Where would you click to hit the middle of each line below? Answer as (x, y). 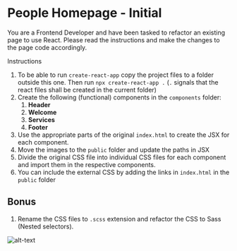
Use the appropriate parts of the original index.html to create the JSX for (123, 135)
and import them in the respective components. (87, 164)
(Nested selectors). (45, 226)
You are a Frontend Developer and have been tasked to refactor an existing (116, 32)
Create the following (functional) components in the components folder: (120, 97)
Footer (38, 127)
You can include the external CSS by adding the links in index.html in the (123, 172)
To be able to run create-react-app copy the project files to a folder (115, 75)
